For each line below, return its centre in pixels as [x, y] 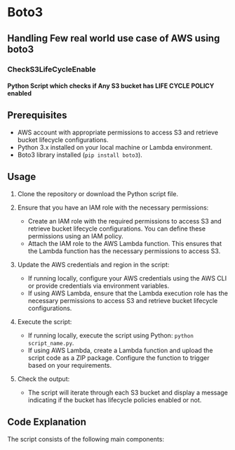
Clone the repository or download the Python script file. [98, 193]
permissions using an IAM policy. [76, 236]
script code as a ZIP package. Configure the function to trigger [119, 358]
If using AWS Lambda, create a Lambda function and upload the [120, 350]
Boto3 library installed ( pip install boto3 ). [80, 155]
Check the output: [43, 379]
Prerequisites [37, 116]
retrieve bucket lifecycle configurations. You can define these [116, 229]
